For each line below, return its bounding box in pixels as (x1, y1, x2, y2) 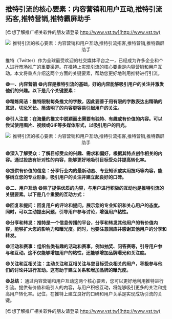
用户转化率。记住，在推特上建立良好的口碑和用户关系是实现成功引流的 (9, 290, 158, 296)
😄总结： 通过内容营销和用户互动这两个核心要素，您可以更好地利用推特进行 (5, 277, 164, 284)
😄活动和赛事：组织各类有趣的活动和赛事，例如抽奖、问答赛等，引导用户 (5, 243, 158, 249)
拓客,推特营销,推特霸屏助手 (5, 14, 91, 23)
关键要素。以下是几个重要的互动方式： (5, 191, 86, 197)
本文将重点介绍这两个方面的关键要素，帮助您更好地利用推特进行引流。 (14, 70, 162, 76)
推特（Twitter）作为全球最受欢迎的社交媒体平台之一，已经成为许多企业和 (5, 57, 159, 63)
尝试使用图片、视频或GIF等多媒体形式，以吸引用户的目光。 (5, 122, 130, 128)
